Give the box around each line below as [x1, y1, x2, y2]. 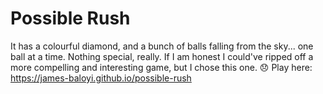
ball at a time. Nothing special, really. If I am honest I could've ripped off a [10, 50, 314, 62]
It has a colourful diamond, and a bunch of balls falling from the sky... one [10, 40, 314, 52]
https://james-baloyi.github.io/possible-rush [10, 72, 192, 84]
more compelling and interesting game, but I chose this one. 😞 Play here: [10, 61, 313, 73]
